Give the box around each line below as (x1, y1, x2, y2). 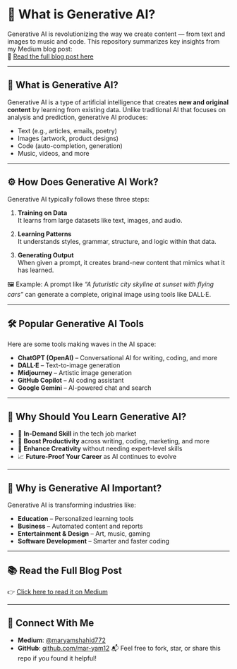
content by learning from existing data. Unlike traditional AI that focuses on (7, 105, 226, 113)
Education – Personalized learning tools (17, 515, 134, 522)
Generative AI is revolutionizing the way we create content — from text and (7, 30, 226, 38)
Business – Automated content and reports (17, 522, 143, 530)
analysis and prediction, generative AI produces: (7, 113, 148, 121)
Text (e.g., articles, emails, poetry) (17, 126, 118, 135)
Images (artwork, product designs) (17, 134, 119, 142)
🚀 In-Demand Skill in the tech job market (17, 429, 137, 438)
